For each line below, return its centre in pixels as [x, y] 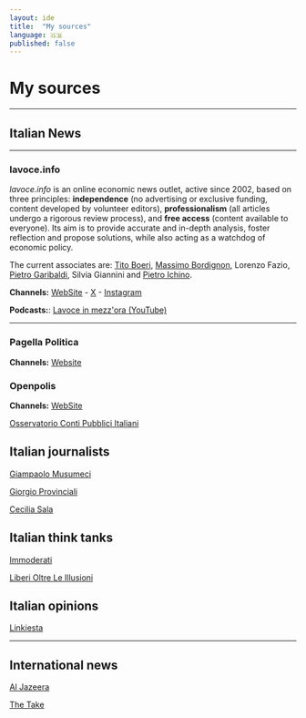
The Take [27, 705]
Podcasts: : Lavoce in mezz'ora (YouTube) [88, 310]
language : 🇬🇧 [36, 35]
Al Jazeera [30, 687]
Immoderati [31, 559]
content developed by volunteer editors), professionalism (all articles [140, 209]
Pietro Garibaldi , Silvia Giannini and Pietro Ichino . [101, 275]
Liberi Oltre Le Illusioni [51, 577]
